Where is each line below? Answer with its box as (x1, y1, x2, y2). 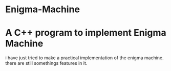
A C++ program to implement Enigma (5, 27, 166, 39)
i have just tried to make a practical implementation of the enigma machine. (5, 55, 164, 61)
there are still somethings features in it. (5, 60, 88, 66)
